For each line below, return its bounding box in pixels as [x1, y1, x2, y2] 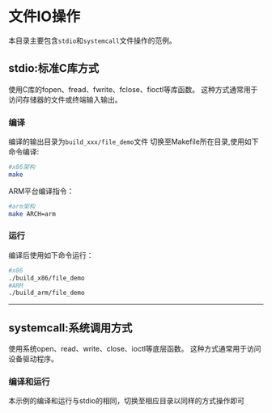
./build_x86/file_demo [8, 274, 85, 282]
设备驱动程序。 [8, 354, 58, 364]
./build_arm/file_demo [8, 289, 85, 297]
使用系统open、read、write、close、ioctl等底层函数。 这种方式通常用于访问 [8, 344, 261, 354]
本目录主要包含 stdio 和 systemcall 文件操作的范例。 [8, 36, 176, 45]
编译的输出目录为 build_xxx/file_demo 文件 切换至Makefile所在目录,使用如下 [8, 137, 259, 146]
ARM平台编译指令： [8, 186, 74, 196]
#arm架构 [8, 202, 36, 210]
